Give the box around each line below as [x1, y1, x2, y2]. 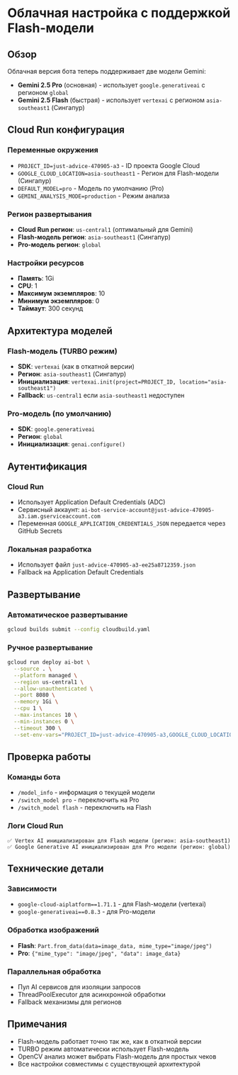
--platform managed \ [13, 672, 78, 679]
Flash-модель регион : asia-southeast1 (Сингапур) [17, 233, 171, 241]
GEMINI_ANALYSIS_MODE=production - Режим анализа [17, 191, 170, 200]
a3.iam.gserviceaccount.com [17, 513, 101, 520]
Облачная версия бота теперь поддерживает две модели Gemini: [7, 67, 207, 75]
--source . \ [13, 665, 52, 672]
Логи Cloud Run [7, 821, 64, 831]
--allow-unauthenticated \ [13, 685, 93, 692]
